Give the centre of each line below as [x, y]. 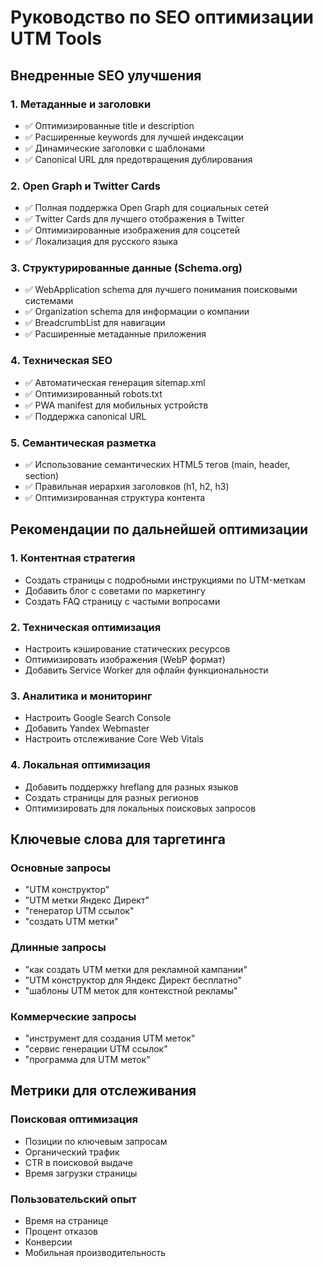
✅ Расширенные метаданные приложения [115, 334]
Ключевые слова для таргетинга [118, 839]
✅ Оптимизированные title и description [109, 125]
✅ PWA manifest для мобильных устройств [116, 405]
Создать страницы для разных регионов [111, 797]
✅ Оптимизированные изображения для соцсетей [132, 230]
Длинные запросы [58, 948]
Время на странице [66, 1220]
